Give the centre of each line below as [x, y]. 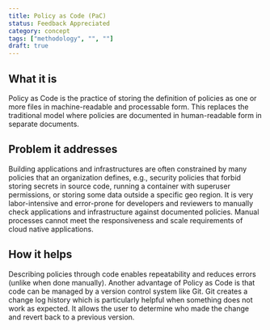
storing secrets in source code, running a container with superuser [119, 186]
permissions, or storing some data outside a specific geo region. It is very [131, 194]
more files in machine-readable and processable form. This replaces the [129, 107]
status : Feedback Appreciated [59, 23]
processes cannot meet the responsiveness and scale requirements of [126, 220]
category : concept [39, 31]
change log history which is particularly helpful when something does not [131, 299]
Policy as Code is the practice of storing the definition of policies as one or [133, 98]
